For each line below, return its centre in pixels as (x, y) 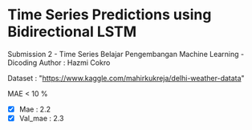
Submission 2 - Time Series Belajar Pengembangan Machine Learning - (126, 54)
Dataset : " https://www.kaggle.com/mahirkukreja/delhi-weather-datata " (126, 78)
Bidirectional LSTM (72, 32)
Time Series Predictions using (110, 15)
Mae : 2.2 (35, 109)
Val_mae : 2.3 (41, 118)
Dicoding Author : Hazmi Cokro (59, 63)
